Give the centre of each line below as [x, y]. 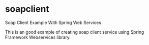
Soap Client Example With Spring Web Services [53, 22]
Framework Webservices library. [38, 37]
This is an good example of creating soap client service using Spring [74, 32]
